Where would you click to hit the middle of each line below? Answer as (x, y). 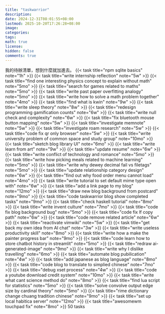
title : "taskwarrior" (27, 10)
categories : (17, 33)
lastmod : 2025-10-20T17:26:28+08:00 (43, 23)
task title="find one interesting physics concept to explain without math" (78, 81)
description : (18, 14)
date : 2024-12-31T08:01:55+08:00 (39, 19)
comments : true (21, 56)
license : (14, 46)
